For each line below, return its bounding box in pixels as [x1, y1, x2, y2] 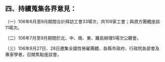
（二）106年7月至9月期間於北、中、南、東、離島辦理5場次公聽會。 [5, 35, 142, 41]
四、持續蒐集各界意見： [5, 4, 77, 13]
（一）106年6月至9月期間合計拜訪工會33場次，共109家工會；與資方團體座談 [5, 19, 161, 24]
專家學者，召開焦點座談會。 [5, 51, 62, 57]
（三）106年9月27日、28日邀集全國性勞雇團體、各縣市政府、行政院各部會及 [5, 45, 160, 51]
